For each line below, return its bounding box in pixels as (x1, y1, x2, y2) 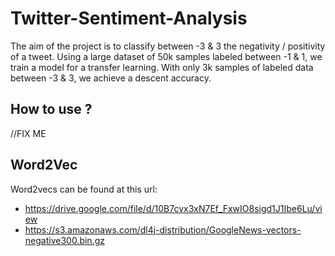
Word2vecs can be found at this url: (10, 183, 158, 195)
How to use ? (10, 101, 93, 118)
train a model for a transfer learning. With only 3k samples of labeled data (10, 61, 314, 73)
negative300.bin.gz (24, 234, 105, 246)
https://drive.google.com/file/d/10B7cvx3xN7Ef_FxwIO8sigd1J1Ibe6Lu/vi (24, 202, 323, 214)
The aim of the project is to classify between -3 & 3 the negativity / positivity (10, 40, 326, 52)
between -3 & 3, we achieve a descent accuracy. (10, 72, 212, 84)
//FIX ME (10, 127, 47, 139)
